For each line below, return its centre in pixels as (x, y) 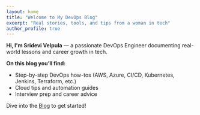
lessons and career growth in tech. (65, 52)
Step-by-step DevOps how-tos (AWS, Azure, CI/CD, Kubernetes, (95, 75)
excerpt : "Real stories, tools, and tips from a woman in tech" (88, 23)
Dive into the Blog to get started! (46, 106)
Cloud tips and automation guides (57, 88)
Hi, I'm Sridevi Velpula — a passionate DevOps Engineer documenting (94, 46)
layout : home (23, 12)
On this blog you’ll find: (36, 63)
